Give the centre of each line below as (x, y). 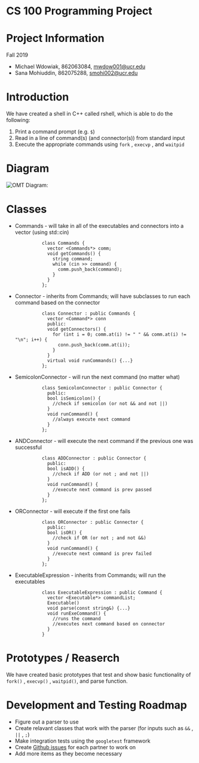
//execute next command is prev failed (102, 554)
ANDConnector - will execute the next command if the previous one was (104, 440)
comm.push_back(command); (90, 269)
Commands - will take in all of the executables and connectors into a (99, 226)
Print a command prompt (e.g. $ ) (55, 132)
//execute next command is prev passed (102, 490)
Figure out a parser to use (47, 722)
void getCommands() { (74, 253)
